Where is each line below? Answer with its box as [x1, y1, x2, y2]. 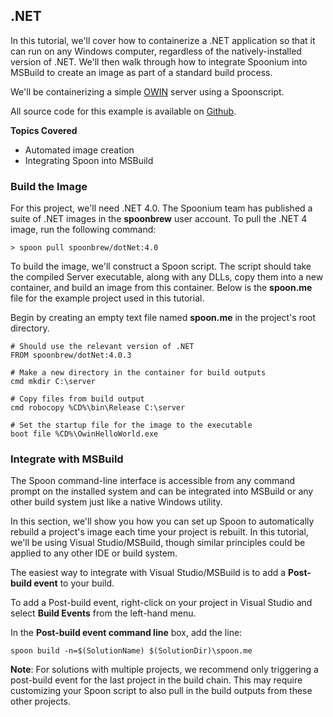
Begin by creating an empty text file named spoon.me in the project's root [10, 312, 317, 324]
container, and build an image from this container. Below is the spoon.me [10, 282, 313, 294]
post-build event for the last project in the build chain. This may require [10, 674, 303, 686]
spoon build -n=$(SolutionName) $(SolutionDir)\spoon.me [10, 646, 253, 656]
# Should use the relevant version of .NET [10, 342, 195, 352]
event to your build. [33, 577, 115, 589]
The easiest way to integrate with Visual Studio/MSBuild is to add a [10, 567, 287, 579]
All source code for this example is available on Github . [10, 105, 237, 117]
